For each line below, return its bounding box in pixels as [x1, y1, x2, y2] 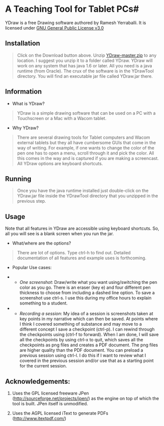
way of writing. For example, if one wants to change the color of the [17, 145, 155, 151]
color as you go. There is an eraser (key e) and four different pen [19, 284, 151, 291]
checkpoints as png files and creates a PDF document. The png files [19, 342, 158, 348]
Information [5, 88, 42, 96]
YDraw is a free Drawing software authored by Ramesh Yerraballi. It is [5, 20, 146, 26]
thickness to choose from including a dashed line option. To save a [19, 290, 155, 296]
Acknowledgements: [5, 377, 70, 386]
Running [5, 175, 32, 183]
